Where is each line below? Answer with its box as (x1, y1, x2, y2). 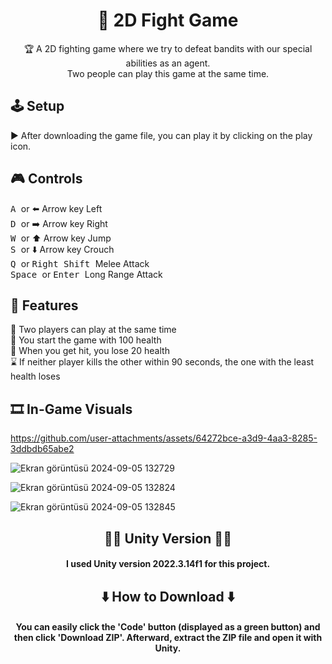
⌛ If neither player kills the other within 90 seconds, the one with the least (10, 356, 315, 368)
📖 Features (10, 297, 79, 314)
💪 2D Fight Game (97, 9, 239, 32)
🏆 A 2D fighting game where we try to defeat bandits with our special (23, 42, 313, 54)
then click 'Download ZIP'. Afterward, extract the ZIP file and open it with (13, 632, 323, 644)
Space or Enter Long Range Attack (10, 268, 163, 280)
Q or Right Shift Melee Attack (10, 257, 150, 269)
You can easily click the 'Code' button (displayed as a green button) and (15, 621, 321, 633)
